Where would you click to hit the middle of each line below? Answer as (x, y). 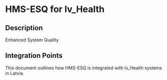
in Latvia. (15, 73)
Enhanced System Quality (32, 40)
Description (24, 28)
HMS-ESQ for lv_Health (55, 9)
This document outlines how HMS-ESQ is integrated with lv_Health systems (84, 68)
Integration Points (34, 56)
